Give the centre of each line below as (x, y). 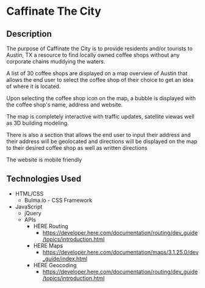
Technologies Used (44, 179)
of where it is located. (34, 86)
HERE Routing (51, 226)
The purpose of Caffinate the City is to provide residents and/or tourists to (100, 48)
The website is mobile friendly (44, 160)
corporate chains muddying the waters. (56, 61)
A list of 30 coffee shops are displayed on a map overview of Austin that (97, 73)
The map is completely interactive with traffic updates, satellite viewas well (100, 116)
